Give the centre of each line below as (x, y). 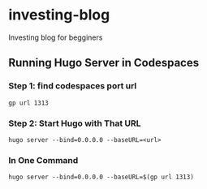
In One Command (43, 160)
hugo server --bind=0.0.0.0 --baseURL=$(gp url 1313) (101, 177)
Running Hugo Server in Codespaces (104, 63)
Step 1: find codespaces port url (73, 86)
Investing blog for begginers (56, 37)
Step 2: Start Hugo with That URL (75, 123)
